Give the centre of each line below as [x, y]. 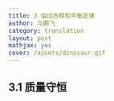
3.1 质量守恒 [38, 88]
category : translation [46, 30]
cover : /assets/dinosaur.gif [57, 53]
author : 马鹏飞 [32, 23]
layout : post [30, 38]
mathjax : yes [30, 46]
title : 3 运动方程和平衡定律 [51, 16]
